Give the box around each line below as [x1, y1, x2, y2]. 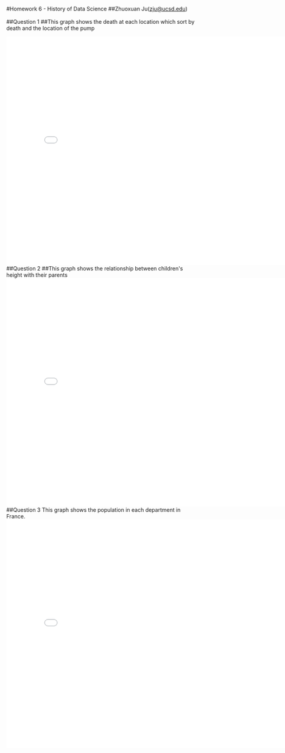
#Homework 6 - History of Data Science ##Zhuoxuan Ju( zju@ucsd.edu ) [6, 5, 188, 12]
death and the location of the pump [6, 24, 95, 32]
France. [6, 513, 26, 520]
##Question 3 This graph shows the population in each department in [6, 506, 181, 514]
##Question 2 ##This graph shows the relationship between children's [6, 265, 183, 272]
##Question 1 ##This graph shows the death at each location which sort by [6, 18, 195, 25]
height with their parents [6, 271, 68, 278]
